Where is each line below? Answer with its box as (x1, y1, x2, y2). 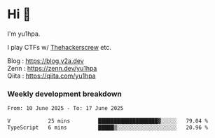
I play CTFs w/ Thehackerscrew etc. (7, 43, 112, 51)
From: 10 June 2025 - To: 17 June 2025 (7, 105, 124, 112)
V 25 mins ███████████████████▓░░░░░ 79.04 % (7, 118, 209, 125)
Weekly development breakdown (7, 89, 123, 99)
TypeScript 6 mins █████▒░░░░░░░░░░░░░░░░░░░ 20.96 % (7, 124, 209, 131)
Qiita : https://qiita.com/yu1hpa (7, 71, 96, 80)
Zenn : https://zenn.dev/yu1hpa (7, 64, 97, 72)
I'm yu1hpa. (7, 29, 41, 38)
